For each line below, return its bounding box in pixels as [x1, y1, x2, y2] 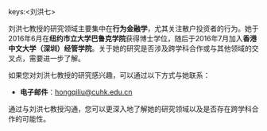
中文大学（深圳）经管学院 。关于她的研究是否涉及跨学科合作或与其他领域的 [8, 44, 252, 53]
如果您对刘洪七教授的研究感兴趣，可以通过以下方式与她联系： [8, 71, 211, 79]
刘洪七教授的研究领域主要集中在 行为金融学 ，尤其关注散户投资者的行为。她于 [8, 24, 259, 33]
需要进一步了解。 [29, 54, 85, 63]
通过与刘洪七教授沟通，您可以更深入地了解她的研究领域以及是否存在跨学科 [8, 104, 252, 114]
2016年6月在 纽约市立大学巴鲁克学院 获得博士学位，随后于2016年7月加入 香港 [8, 34, 257, 43]
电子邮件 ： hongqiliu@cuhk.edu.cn [19, 87, 133, 97]
